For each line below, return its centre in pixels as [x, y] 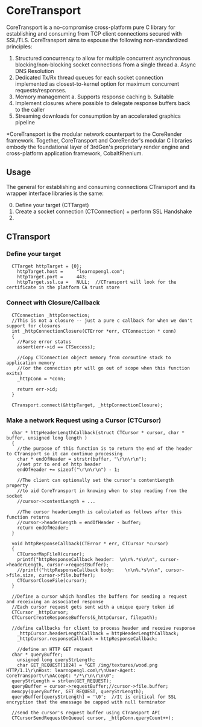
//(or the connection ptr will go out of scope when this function [103, 368]
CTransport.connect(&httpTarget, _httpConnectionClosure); [87, 405]
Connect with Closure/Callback [53, 303]
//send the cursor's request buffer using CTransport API [86, 713]
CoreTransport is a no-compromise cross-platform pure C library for [91, 27]
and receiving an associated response [55, 602]
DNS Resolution [34, 71]
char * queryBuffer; [37, 655]
